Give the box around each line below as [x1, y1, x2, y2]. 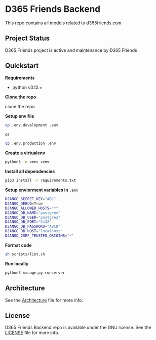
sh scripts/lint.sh [5, 252, 45, 256]
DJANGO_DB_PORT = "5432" [5, 219, 52, 224]
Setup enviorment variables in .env [5, 187, 78, 193]
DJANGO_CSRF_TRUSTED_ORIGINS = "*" [5, 233, 74, 238]
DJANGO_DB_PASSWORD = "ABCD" [5, 224, 61, 229]
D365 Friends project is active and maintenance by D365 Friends [5, 47, 137, 53]
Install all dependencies [5, 169, 55, 174]
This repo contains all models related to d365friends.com [5, 20, 122, 26]
